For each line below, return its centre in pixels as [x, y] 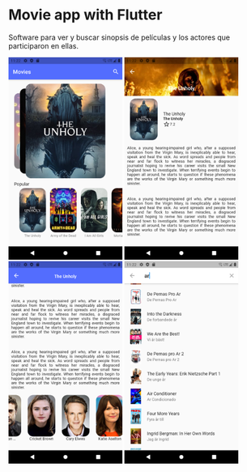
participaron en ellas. [44, 45]
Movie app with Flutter [85, 15]
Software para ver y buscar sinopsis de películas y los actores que [119, 37]
